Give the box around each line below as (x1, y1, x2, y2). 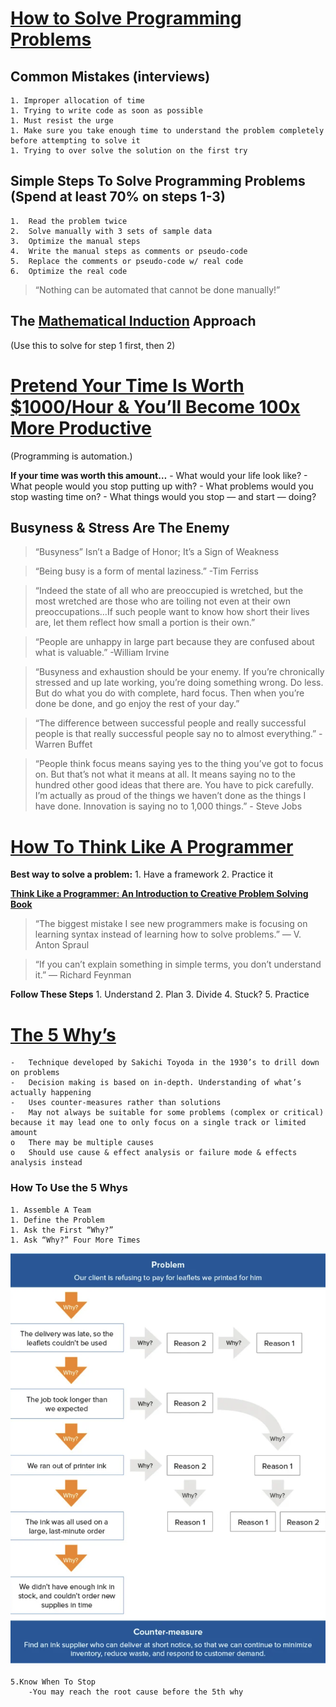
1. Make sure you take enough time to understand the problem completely (10, 126, 325, 136)
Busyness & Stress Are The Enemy (10, 519, 230, 536)
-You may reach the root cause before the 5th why (28, 1687, 244, 1697)
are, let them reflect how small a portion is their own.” (34, 617, 256, 629)
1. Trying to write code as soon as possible (10, 106, 203, 116)
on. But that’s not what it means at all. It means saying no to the (34, 768, 296, 781)
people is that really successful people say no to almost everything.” (34, 728, 317, 740)
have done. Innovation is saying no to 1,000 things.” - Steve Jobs (34, 800, 303, 812)
